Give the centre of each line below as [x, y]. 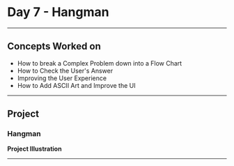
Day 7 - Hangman [58, 12]
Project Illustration [34, 149]
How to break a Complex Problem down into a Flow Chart [100, 63]
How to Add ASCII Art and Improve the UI [76, 85]
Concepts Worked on [54, 46]
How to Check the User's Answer [65, 70]
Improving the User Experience [62, 78]
